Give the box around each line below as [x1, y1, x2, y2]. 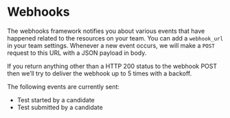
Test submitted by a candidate [16, 103, 103, 111]
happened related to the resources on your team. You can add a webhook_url [7, 34, 224, 42]
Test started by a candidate [16, 95, 95, 104]
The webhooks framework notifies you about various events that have [7, 27, 205, 35]
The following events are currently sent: [7, 82, 120, 91]
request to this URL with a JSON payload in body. [7, 49, 147, 57]
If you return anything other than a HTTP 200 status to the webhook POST [7, 62, 218, 70]
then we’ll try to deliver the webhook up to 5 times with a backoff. [7, 69, 192, 78]
